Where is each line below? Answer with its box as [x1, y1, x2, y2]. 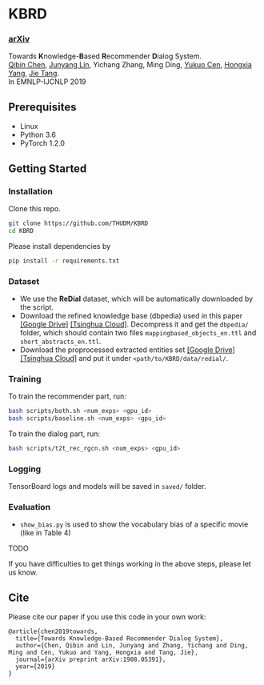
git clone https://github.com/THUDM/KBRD [8, 219, 149, 227]
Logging [8, 463, 42, 475]
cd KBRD [8, 226, 34, 234]
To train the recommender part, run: [8, 391, 126, 401]
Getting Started [8, 162, 87, 175]
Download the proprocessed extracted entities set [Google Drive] [19, 345, 236, 355]
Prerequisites [8, 100, 77, 114]
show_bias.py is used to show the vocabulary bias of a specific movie [19, 519, 249, 529]
